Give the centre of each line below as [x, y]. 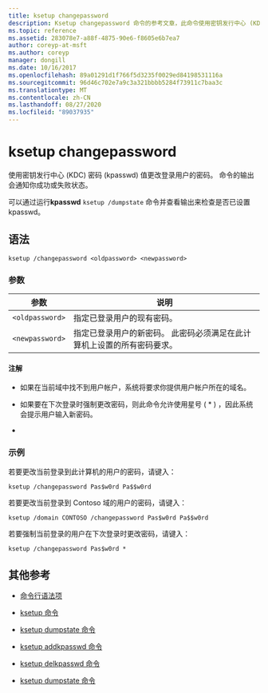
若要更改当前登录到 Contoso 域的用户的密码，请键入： [98, 502]
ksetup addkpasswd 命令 [61, 647]
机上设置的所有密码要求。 [129, 345]
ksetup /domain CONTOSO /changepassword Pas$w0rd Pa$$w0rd [108, 518]
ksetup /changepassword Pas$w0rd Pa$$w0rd [80, 487]
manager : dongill [37, 61]
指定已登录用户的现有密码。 [125, 318]
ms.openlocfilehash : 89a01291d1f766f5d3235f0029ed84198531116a [116, 75]
